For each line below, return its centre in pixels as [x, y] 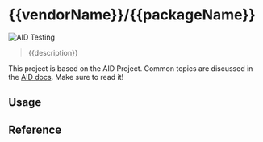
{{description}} [53, 52]
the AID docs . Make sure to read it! [66, 77]
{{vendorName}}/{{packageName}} [132, 15]
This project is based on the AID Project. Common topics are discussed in [131, 68]
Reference [35, 129]
